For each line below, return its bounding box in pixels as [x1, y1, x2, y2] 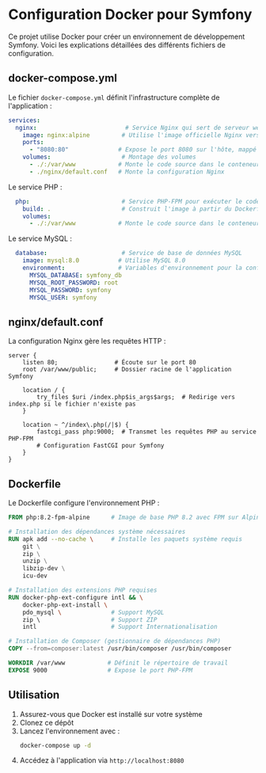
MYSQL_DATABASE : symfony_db [28, 271, 123, 279]
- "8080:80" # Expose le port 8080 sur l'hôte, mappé [28, 146, 257, 154]
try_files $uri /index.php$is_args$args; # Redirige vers [36, 394, 236, 402]
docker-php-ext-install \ [22, 600, 108, 609]
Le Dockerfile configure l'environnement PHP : [8, 498, 160, 508]
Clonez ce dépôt [19, 718, 74, 727]
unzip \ [22, 557, 47, 565]
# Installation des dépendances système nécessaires [8, 527, 186, 535]
